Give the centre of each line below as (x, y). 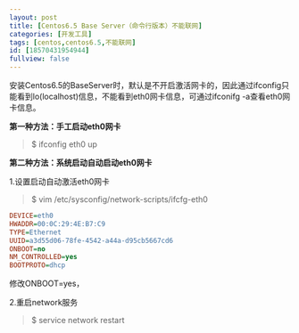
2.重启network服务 (44, 303)
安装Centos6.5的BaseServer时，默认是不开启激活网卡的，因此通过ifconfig (145, 85)
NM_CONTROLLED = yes (43, 257)
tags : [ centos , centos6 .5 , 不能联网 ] (73, 42)
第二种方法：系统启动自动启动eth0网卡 (81, 162)
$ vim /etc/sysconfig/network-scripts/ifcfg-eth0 (119, 199)
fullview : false (39, 59)
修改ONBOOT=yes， (47, 284)
